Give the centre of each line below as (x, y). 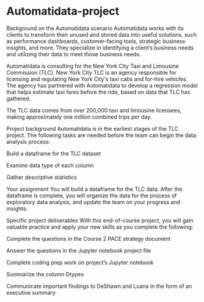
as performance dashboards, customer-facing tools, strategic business (96, 41)
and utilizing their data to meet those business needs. (74, 54)
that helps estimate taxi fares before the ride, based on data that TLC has (98, 92)
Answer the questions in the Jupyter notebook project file (79, 250)
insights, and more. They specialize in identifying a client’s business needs (100, 48)
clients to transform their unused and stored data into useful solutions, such (102, 34)
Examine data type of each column (50, 165)
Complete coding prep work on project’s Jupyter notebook (80, 262)
